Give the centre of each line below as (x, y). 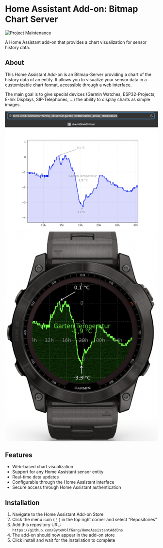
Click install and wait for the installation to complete (64, 540)
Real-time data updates (35, 477)
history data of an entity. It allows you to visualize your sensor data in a (76, 79)
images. (13, 104)
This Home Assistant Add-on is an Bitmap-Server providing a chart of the (78, 74)
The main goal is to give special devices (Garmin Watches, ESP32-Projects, (81, 94)
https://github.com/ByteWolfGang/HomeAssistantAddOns (67, 530)
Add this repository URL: (37, 525)
